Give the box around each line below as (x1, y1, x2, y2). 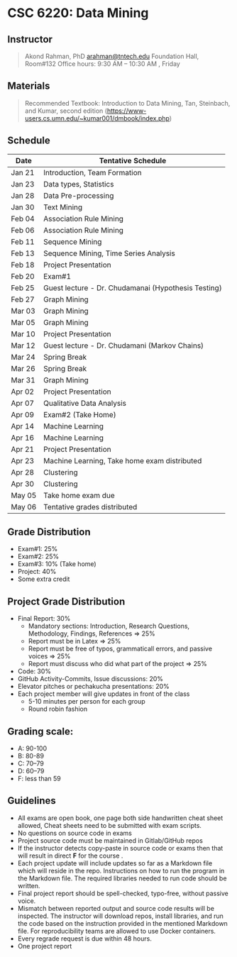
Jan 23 (11, 179, 35, 189)
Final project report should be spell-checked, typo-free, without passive (17, 889, 228, 897)
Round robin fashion (28, 704, 88, 714)
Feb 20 (11, 271, 35, 281)
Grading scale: (7, 725, 74, 737)
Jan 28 (11, 190, 35, 200)
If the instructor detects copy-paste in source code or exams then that (17, 843, 224, 852)
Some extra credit (17, 575, 70, 583)
